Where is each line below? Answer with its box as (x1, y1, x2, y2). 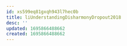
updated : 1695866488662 (6, 25, 66, 32)
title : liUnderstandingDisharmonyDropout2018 (6, 14, 121, 20)
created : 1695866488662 (6, 31, 66, 37)
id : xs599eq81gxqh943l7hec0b (6, 8, 79, 15)
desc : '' (6, 20, 28, 26)
